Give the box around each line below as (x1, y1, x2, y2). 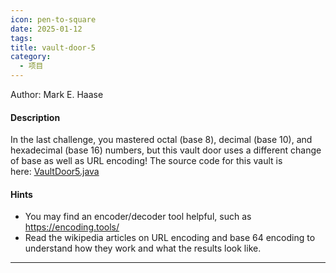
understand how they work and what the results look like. (24, 242, 262, 255)
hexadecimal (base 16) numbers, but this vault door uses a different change (10, 144, 322, 156)
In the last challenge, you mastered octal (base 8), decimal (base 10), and (10, 134, 313, 146)
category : (10, 52, 52, 62)
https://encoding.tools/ (24, 221, 120, 233)
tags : (10, 33, 33, 43)
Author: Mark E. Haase (10, 89, 104, 100)
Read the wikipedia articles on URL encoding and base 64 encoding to (24, 232, 316, 244)
